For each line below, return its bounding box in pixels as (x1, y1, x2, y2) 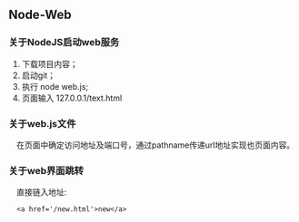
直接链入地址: (16, 187, 67, 198)
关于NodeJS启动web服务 (8, 36, 120, 49)
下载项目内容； (21, 58, 78, 69)
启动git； (21, 70, 56, 81)
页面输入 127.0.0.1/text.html (21, 92, 123, 103)
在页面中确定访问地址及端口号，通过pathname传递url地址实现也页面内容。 (16, 140, 295, 150)
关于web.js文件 (8, 117, 76, 130)
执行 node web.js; (21, 81, 89, 92)
